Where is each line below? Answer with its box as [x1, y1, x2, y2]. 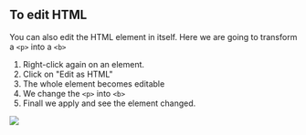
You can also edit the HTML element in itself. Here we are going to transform [9, 31, 298, 42]
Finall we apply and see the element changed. [22, 98, 196, 109]
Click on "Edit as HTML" [22, 68, 113, 79]
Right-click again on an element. [22, 58, 144, 69]
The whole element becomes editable [22, 78, 165, 89]
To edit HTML [9, 7, 88, 23]
